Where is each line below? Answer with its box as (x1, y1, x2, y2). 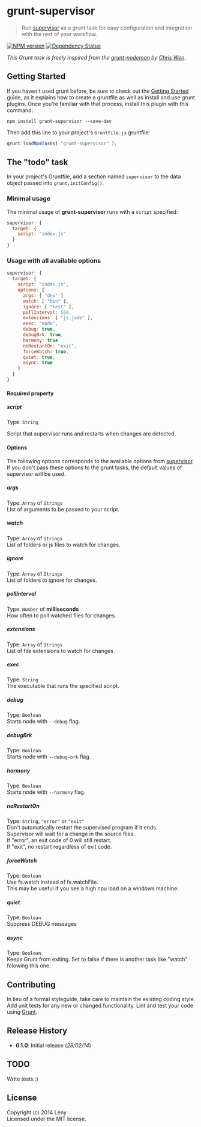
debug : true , (22, 326, 56, 332)
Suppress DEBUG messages (7, 920, 77, 928)
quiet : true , (22, 354, 56, 360)
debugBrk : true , (22, 332, 64, 338)
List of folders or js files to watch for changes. (7, 541, 121, 548)
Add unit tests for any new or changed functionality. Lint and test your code (7, 1002, 194, 1010)
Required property (7, 390, 54, 397)
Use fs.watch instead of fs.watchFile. (7, 878, 98, 886)
